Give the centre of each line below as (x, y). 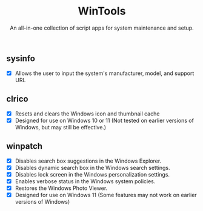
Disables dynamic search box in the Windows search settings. (92, 167)
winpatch (25, 146)
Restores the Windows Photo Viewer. (61, 188)
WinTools (102, 11)
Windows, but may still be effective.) (61, 127)
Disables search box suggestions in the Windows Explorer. (88, 161)
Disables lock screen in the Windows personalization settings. (92, 174)
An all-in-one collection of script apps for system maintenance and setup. (102, 28)
